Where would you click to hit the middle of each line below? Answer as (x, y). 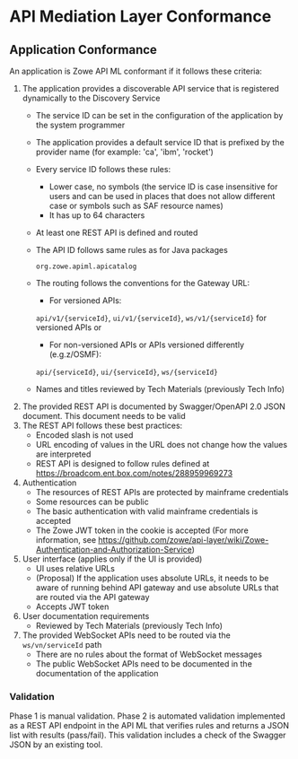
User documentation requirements (86, 616)
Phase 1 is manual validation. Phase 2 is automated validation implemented (147, 716)
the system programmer (80, 125)
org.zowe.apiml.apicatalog (86, 266)
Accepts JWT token (72, 606)
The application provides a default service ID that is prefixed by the (160, 142)
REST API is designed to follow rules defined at (123, 463)
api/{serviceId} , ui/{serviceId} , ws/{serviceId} (127, 371)
